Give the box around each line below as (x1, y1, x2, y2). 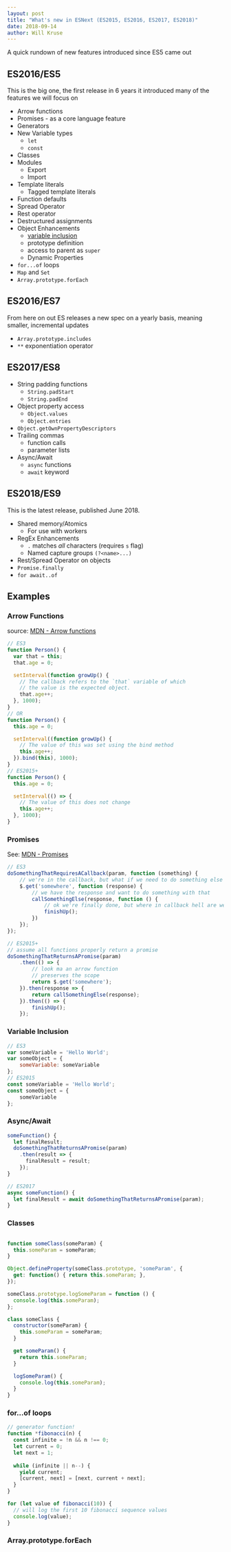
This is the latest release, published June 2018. (7, 506, 140, 514)
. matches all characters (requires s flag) (27, 541, 144, 550)
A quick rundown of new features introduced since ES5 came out (7, 48, 192, 56)
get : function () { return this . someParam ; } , (13, 1272, 146, 1279)
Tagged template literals (27, 187, 96, 196)
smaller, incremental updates (7, 321, 89, 329)
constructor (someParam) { (13, 1322, 88, 1329)
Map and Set (16, 268, 50, 276)
